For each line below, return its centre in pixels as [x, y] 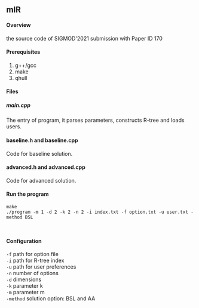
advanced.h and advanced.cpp [46, 167]
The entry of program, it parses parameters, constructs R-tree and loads [95, 120]
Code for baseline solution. [39, 153]
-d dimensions [24, 279]
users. [14, 127]
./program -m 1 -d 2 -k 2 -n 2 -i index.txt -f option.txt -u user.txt [97, 212]
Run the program [27, 194]
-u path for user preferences [41, 267]
